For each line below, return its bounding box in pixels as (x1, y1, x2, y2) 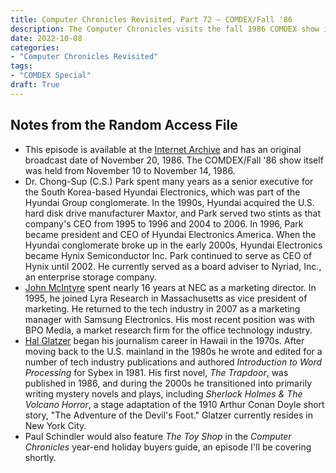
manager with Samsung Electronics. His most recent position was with (24, 313, 315, 325)
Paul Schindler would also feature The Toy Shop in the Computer (24, 430, 292, 442)
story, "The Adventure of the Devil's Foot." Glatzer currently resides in (24, 409, 314, 421)
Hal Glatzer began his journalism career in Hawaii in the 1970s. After (24, 334, 305, 346)
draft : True (10, 80, 60, 90)
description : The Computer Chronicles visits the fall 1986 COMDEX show (10, 24, 320, 34)
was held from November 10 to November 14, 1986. (24, 164, 236, 176)
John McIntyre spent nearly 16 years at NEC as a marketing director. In (24, 281, 317, 293)
